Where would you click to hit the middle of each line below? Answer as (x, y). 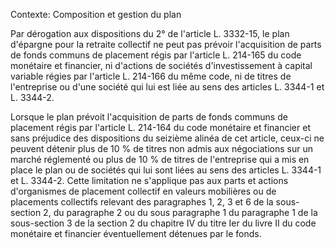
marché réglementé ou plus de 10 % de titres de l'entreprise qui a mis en (160, 159)
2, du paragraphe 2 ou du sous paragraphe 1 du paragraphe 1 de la (180, 212)
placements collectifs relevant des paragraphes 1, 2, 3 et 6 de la (142, 202)
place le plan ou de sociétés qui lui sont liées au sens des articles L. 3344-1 (166, 170)
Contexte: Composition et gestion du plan (96, 14)
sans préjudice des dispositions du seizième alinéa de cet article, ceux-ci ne (167, 138)
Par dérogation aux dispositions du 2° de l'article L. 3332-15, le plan (150, 33)
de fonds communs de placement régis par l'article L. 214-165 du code (156, 55)
